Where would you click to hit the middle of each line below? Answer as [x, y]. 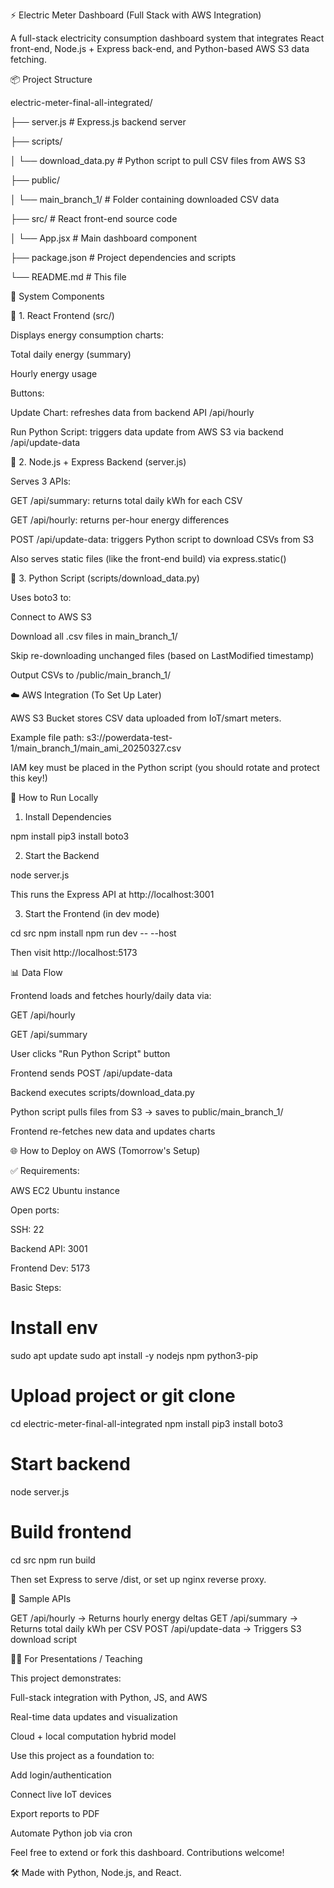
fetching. [28, 59]
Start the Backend [62, 855]
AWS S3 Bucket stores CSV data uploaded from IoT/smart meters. [146, 718]
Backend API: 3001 [49, 1248]
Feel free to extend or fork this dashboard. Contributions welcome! [147, 1852]
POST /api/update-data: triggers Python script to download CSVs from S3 [162, 539]
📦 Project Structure [51, 79]
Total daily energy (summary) [71, 354]
